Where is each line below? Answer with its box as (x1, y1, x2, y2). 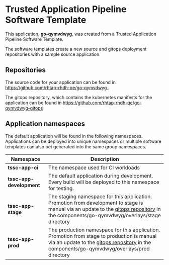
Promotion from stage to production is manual (48, 232, 157, 239)
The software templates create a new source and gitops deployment (5, 46, 147, 52)
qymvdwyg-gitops (5, 105, 43, 111)
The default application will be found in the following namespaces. (5, 133, 143, 139)
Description (90, 155, 119, 162)
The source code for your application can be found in (5, 79, 116, 85)
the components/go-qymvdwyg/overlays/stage (48, 212, 161, 219)
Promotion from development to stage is (48, 199, 143, 206)
